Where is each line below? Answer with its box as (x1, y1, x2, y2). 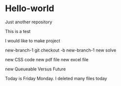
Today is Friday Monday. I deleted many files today (5, 75, 107, 81)
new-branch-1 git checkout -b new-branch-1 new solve (5, 47, 116, 53)
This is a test (5, 28, 31, 34)
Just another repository (5, 19, 53, 25)
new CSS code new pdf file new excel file (5, 56, 89, 62)
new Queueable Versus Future (5, 66, 66, 72)
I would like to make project (5, 37, 60, 44)
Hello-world (5, 3, 55, 14)
